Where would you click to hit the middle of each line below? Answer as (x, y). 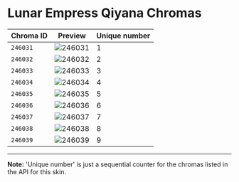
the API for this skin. (37, 171)
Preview (72, 36)
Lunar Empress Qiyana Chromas (105, 13)
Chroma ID (29, 36)
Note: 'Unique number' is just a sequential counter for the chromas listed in (118, 164)
